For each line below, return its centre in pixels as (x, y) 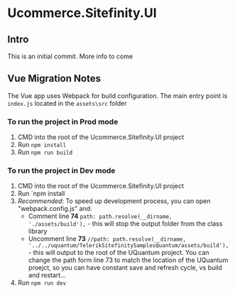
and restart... (47, 276)
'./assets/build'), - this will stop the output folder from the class (125, 224)
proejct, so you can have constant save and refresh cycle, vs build (125, 268)
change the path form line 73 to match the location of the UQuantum (128, 260)
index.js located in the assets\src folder (67, 103)
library (38, 232)
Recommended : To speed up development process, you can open (114, 201)
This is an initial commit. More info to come (70, 56)
